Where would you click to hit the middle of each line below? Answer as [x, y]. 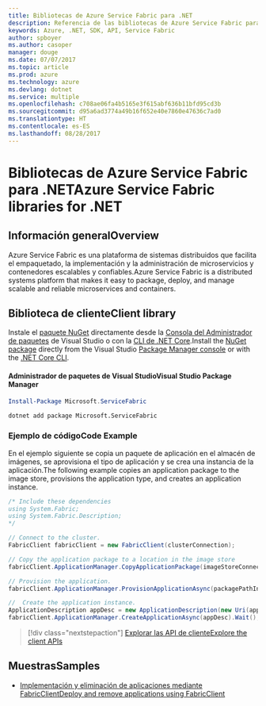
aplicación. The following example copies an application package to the [124, 470]
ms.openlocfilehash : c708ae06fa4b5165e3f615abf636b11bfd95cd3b [115, 104]
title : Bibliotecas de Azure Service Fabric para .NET [101, 15]
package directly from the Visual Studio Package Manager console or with [129, 349]
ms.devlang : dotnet [40, 89]
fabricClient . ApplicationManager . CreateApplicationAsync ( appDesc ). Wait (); [134, 618]
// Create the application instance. [72, 603]
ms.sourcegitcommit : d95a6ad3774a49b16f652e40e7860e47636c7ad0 [115, 112]
